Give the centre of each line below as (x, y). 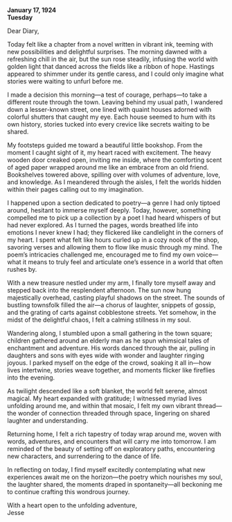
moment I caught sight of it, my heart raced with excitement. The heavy (109, 153)
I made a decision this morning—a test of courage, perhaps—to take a (107, 95)
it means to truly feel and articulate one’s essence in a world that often (123, 262)
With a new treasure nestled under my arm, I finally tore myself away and (111, 283)
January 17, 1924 (32, 10)
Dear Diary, (23, 31)
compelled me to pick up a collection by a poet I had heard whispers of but (114, 218)
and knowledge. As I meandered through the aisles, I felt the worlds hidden (114, 182)
